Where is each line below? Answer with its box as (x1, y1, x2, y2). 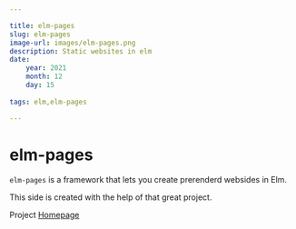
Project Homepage (9, 210, 80, 221)
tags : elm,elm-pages (9, 97, 88, 106)
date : (9, 55, 30, 65)
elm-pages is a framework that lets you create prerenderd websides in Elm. (9, 174, 288, 185)
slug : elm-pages (9, 29, 71, 39)
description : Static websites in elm (9, 46, 153, 55)
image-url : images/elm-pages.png (9, 38, 136, 47)
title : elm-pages (9, 21, 75, 30)
